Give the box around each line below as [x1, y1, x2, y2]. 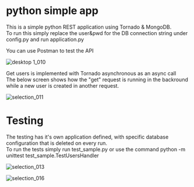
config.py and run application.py [6, 36, 84, 43]
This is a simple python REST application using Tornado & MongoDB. [6, 23, 172, 30]
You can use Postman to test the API [6, 47, 94, 54]
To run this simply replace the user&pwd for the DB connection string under [6, 29, 188, 36]
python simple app [6, 4, 99, 18]
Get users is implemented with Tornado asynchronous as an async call [6, 70, 176, 77]
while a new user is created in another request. [6, 82, 119, 89]
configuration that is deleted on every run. [6, 139, 108, 147]
